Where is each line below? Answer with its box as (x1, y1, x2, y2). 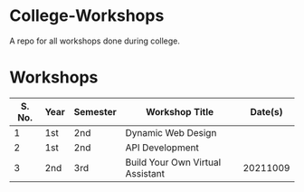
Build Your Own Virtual (125, 156, 222, 168)
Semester (73, 105, 117, 118)
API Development (125, 141, 199, 154)
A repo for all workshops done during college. (9, 35, 181, 46)
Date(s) (250, 105, 283, 118)
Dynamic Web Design (125, 126, 217, 139)
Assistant (125, 167, 166, 179)
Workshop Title (146, 105, 214, 118)
